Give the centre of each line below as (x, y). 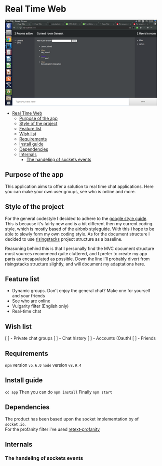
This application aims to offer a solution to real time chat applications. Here (79, 186)
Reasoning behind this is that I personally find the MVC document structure (80, 249)
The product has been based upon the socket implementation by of (72, 419)
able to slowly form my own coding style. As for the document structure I (77, 234)
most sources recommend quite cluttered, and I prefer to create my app (76, 253)
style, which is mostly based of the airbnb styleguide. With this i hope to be (80, 229)
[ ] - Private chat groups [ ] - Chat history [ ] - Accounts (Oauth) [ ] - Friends (81, 338)
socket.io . (15, 424)
